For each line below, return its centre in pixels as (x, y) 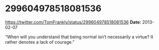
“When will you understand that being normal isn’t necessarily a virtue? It (79, 37)
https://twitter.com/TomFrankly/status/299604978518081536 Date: (73, 22)
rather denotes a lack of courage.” (40, 42)
